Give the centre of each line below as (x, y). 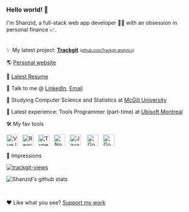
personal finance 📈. (31, 30)
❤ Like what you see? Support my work (56, 203)
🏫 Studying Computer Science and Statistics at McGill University (87, 100)
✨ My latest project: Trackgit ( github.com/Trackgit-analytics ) (71, 50)
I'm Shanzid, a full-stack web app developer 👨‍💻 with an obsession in (92, 23)
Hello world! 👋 (27, 10)
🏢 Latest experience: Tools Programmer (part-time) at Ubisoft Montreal (94, 112)
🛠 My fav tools (25, 124)
